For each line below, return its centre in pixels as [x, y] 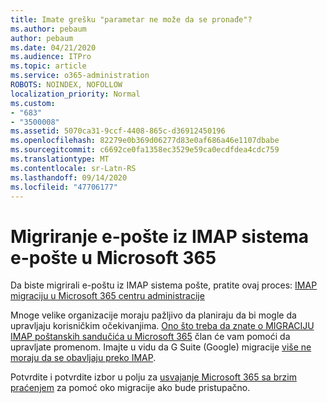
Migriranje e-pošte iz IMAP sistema [159, 236]
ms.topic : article [48, 66]
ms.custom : [33, 103]
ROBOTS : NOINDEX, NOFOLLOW [66, 85]
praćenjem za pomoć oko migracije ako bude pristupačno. [130, 388]
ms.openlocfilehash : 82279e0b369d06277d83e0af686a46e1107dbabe [145, 141]
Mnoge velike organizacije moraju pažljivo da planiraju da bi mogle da [153, 315]
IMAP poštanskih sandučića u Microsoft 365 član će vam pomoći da [150, 337]
